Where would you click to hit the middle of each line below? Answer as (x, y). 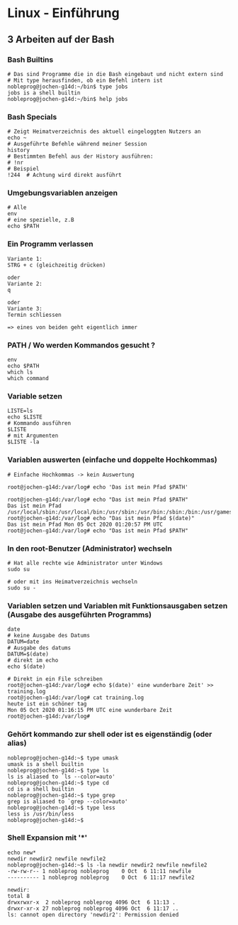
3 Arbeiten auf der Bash (61, 39)
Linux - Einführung (63, 13)
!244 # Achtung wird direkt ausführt (64, 175)
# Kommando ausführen (39, 423)
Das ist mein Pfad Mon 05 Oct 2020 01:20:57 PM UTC (85, 524)
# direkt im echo (33, 661)
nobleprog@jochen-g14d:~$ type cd (58, 783)
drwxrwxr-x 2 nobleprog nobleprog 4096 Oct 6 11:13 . (91, 902)
